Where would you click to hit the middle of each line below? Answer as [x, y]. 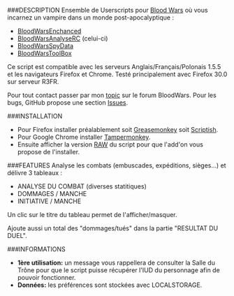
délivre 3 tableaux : [35, 173]
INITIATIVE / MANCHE [49, 201]
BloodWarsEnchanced [49, 31]
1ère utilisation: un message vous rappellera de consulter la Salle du [116, 262]
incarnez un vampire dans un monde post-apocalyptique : [91, 17]
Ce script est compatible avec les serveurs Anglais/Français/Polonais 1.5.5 [114, 67]
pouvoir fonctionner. [46, 277]
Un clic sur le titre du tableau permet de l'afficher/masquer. [92, 215]
